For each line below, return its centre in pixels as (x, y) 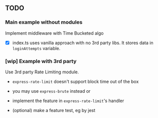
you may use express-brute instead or (51, 91)
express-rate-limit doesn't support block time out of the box (76, 82)
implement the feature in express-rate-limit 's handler (68, 101)
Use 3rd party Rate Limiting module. (42, 72)
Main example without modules (44, 22)
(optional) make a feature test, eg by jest (54, 111)
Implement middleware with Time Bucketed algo (54, 33)
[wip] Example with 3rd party (41, 61)
